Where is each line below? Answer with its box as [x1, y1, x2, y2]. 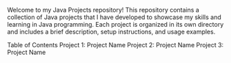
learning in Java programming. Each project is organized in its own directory [7, 21, 224, 28]
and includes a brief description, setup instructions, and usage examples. [7, 27, 216, 36]
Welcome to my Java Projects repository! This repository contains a [7, 6, 200, 14]
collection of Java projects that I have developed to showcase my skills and [7, 13, 222, 21]
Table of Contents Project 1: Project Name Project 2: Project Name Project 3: [7, 41, 224, 49]
